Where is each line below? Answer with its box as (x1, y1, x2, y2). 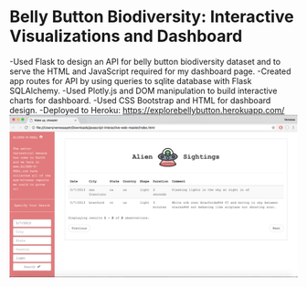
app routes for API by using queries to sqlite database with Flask (9, 75, 252, 86)
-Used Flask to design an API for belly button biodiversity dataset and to (9, 56, 281, 67)
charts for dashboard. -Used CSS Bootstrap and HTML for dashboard (9, 94, 271, 106)
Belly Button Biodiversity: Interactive (9, 6, 294, 27)
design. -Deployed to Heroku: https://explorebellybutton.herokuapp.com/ (9, 104, 285, 115)
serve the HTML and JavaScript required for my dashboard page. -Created (9, 66, 291, 77)
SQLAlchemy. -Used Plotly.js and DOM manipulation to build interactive (9, 85, 278, 96)
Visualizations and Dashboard (9, 26, 243, 47)
